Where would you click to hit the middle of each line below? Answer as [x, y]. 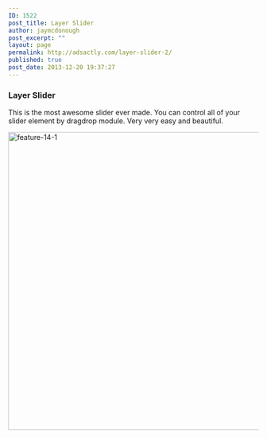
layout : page [30, 45]
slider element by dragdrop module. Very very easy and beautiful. [116, 121]
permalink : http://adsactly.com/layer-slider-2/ [90, 52]
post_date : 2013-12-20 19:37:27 [62, 68]
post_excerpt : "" [37, 38]
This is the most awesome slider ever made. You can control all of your [124, 113]
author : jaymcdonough [44, 30]
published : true [35, 60]
